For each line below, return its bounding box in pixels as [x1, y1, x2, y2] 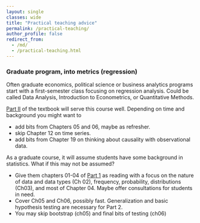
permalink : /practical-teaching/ [6, 25, 90, 32]
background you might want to [6, 112, 82, 119]
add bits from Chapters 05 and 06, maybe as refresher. [14, 123, 150, 130]
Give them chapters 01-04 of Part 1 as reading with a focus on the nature [14, 172, 194, 179]
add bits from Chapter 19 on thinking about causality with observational [14, 136, 191, 143]
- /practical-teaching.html [11, 48, 82, 54]
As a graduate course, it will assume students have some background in [6, 154, 183, 161]
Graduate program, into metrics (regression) [6, 67, 138, 75]
